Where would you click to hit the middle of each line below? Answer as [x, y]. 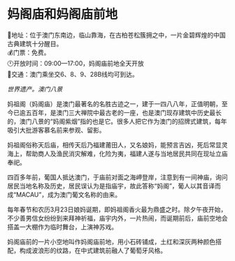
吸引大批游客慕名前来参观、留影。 [56, 130]
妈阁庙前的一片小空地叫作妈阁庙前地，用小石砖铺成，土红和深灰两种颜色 [111, 241]
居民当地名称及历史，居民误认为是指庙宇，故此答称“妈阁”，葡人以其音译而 [114, 186]
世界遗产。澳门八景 [35, 89]
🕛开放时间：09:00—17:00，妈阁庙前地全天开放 [76, 63]
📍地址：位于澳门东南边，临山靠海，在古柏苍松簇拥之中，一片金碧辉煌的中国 [116, 35]
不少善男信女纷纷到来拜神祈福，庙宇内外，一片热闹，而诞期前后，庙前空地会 [117, 218]
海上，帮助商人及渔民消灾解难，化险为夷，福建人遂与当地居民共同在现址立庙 [117, 154]
